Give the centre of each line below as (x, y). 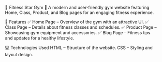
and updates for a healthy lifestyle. (40, 38)
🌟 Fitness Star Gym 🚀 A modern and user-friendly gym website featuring (77, 7)
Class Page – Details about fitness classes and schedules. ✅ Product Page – (81, 27)
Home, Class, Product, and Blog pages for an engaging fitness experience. (80, 12)
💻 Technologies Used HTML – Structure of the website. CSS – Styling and (79, 48)
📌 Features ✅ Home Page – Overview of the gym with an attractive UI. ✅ (77, 22)
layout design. (19, 55)
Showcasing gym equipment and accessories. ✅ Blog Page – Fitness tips (78, 33)
